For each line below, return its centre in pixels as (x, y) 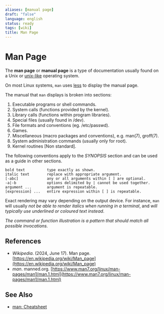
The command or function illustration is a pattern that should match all (77, 220)
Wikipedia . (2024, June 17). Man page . (51, 253)
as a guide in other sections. (34, 161)
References (23, 241)
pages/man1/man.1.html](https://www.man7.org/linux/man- (71, 274)
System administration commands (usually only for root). (69, 141)
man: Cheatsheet (29, 307)
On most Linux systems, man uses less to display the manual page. (72, 85)
